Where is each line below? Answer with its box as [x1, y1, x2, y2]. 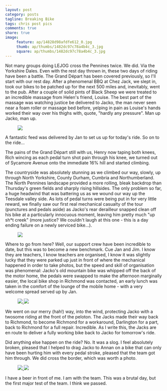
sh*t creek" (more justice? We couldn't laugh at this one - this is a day [5, 217, 149, 223]
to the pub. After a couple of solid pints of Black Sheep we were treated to [5, 89, 157, 95]
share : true [5, 30, 30, 35]
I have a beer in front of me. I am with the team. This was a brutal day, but [5, 375, 156, 381]
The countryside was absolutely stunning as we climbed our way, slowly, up [5, 169, 161, 175]
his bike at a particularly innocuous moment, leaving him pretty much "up [5, 212, 155, 218]
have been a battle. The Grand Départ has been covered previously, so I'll [5, 73, 156, 79]
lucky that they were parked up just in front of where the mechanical [5, 257, 146, 263]
